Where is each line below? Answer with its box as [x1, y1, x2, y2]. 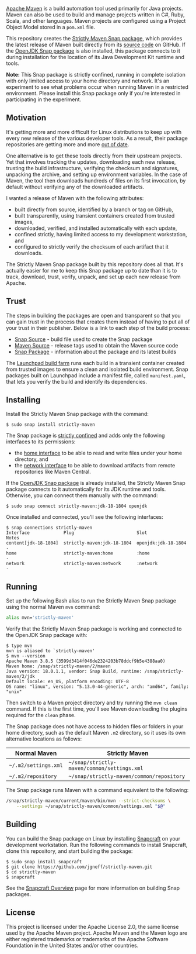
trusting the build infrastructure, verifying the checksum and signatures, [6, 164, 179, 171]
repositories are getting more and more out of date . [6, 140, 129, 148]
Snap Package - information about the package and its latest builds [14, 348, 177, 355]
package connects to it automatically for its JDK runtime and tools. [6, 485, 166, 493]
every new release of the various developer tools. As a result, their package [6, 135, 188, 142]
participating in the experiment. [6, 96, 82, 103]
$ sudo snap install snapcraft [6, 859, 82, 865]
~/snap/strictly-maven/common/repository [68, 773, 185, 780]
